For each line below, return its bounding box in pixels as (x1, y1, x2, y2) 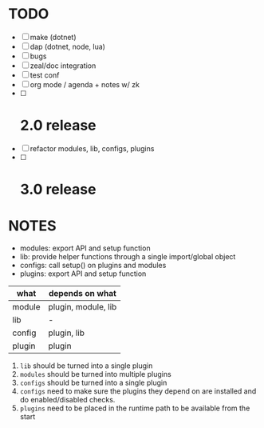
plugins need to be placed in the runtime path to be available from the (19, 403, 250, 413)
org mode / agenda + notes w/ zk (30, 79, 140, 89)
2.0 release (19, 117, 97, 134)
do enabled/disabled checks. (19, 395, 116, 404)
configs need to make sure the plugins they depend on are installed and (19, 386, 257, 396)
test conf (30, 70, 60, 80)
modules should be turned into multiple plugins (19, 370, 171, 378)
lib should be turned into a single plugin (19, 361, 153, 370)
